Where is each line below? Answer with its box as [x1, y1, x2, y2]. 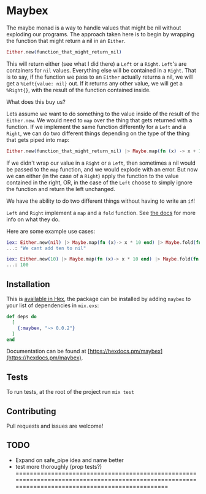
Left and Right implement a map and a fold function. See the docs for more [6, 209, 196, 216]
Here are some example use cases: [6, 227, 96, 235]
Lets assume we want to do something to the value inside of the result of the [6, 110, 200, 117]
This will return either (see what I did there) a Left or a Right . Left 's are [6, 60, 187, 68]
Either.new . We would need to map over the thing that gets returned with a [6, 116, 193, 123]
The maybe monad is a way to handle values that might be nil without [6, 24, 181, 31]
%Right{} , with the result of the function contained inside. [6, 86, 151, 93]
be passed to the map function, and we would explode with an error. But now [6, 165, 198, 173]
